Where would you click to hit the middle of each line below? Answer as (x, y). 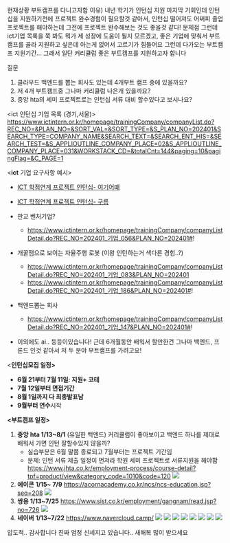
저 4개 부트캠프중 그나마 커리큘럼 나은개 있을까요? (84, 91)
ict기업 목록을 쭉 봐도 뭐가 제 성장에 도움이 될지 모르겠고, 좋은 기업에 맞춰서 (107, 36)
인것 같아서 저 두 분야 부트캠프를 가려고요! (86, 350)
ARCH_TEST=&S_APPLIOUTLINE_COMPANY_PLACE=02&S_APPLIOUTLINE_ (114, 144)
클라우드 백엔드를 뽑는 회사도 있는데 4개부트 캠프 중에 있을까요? (102, 82)
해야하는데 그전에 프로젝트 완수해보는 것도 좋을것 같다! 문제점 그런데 (127, 27)
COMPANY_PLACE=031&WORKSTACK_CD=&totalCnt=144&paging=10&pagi (114, 151)
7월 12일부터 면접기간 (46, 388)
